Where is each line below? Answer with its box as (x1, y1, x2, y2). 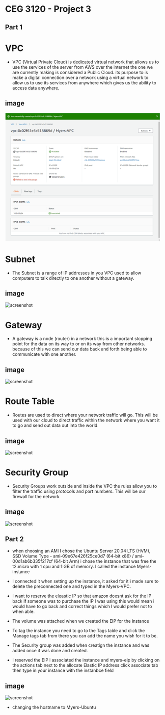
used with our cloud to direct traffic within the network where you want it (12, 417, 160, 423)
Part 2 (5, 535, 24, 543)
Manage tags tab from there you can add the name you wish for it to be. (12, 633, 158, 639)
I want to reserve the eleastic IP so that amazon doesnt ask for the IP (12, 593, 152, 599)
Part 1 (5, 23, 23, 31)
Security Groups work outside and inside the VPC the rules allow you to (12, 483, 157, 489)
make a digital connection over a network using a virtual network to (12, 75, 149, 80)
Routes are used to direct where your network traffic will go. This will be (12, 412, 158, 418)
